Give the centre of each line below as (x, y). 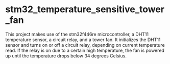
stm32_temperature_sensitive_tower (85, 9)
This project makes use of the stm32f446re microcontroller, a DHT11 (77, 34)
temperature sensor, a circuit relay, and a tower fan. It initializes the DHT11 (83, 40)
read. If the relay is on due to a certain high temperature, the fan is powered (85, 50)
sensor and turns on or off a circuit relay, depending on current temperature (85, 45)
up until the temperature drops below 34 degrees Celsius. (66, 56)
